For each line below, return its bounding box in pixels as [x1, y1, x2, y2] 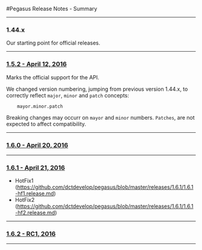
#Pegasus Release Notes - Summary [6, 5, 97, 12]
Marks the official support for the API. [6, 73, 100, 81]
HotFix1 [14, 177, 34, 184]
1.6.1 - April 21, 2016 [6, 163, 65, 172]
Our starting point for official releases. [6, 39, 100, 47]
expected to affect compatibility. [6, 120, 87, 127]
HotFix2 [14, 197, 35, 204]
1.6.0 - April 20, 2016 [6, 141, 69, 149]
